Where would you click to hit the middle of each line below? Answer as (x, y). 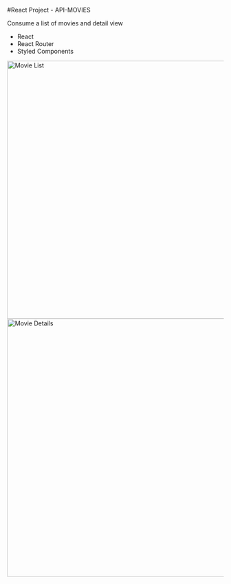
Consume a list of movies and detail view (65, 23)
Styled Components (45, 51)
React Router (35, 44)
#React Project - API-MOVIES (49, 10)
